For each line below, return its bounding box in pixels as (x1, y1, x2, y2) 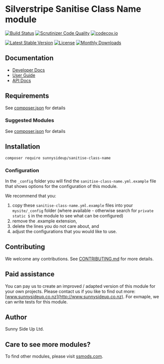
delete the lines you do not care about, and (12, 223, 99, 229)
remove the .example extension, (12, 218, 77, 224)
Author (5, 313, 27, 321)
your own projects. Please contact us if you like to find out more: (5, 288, 136, 294)
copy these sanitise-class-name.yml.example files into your (12, 202, 134, 208)
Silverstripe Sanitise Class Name (5, 3, 141, 15)
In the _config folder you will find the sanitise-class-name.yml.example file (5, 178, 156, 184)
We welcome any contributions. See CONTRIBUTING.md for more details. (5, 256, 154, 262)
